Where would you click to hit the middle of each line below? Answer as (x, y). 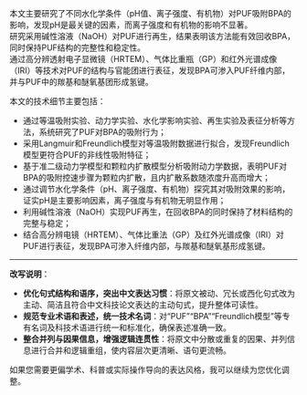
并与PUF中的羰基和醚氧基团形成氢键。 (81, 82)
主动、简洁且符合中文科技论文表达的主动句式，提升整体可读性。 (143, 305)
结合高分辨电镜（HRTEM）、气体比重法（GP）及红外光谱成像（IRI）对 (153, 234)
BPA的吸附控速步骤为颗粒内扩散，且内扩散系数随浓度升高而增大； (147, 177)
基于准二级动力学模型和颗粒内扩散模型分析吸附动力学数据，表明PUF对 (155, 166)
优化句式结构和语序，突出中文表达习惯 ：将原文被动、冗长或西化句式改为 (159, 293)
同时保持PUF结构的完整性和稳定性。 (78, 47)
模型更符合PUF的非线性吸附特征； (87, 155)
